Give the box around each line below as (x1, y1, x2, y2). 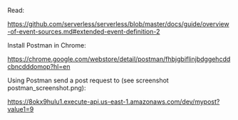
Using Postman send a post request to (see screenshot (7, 76, 169, 84)
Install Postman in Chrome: (7, 41, 87, 49)
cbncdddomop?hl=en (7, 62, 71, 70)
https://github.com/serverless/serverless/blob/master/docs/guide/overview (7, 20, 229, 28)
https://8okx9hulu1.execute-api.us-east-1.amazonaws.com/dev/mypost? (7, 97, 220, 106)
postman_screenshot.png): (7, 84, 86, 92)
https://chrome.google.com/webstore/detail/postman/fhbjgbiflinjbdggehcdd (7, 55, 231, 63)
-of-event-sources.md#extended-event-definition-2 (7, 28, 160, 36)
